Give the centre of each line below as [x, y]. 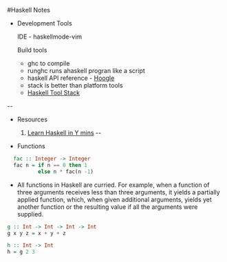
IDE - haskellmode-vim [50, 37]
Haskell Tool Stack [54, 93]
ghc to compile [48, 63]
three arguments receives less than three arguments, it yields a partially [118, 192]
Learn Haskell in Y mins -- [64, 133]
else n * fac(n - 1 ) [66, 172]
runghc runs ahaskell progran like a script [86, 71]
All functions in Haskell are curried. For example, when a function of [113, 185]
